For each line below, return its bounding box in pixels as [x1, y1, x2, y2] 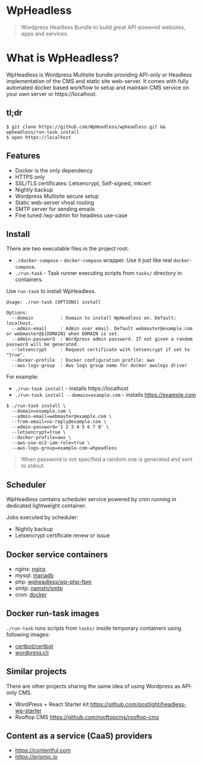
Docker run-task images [6, 609, 99, 619]
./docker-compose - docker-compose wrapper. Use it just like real [14, 257, 172, 264]
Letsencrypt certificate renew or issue [14, 532, 110, 539]
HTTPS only [14, 173, 45, 180]
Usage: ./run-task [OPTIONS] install [6, 299, 101, 305]
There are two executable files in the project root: [6, 245, 129, 252]
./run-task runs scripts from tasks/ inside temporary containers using [6, 624, 181, 631]
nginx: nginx [14, 565, 46, 572]
